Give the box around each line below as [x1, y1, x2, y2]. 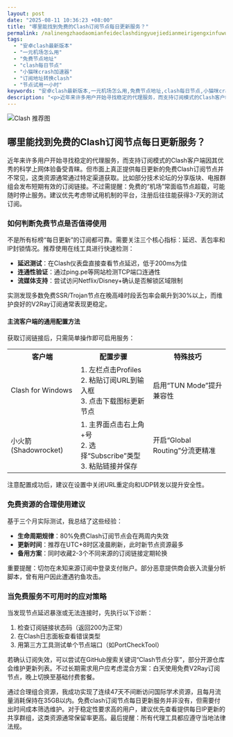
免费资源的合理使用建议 [7, 499, 85, 509]
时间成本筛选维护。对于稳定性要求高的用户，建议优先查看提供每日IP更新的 [12, 704, 225, 713]
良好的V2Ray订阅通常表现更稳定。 [12, 300, 111, 308]
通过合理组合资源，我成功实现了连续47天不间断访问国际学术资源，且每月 [7, 687, 215, 695]
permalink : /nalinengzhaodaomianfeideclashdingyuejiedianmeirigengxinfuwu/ [7, 29, 231, 37]
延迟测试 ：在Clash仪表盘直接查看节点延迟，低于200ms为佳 [17, 259, 187, 267]
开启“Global [153, 436, 191, 445]
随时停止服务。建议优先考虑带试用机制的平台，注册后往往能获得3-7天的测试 [7, 190, 224, 199]
